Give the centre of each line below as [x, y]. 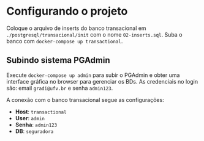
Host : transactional [41, 112]
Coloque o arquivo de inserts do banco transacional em [76, 28]
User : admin [30, 118]
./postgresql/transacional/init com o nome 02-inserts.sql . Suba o [94, 34]
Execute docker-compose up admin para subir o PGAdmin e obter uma [93, 75]
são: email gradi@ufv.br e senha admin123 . [60, 88]
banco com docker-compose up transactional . [65, 41]
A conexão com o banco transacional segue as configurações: [85, 99]
